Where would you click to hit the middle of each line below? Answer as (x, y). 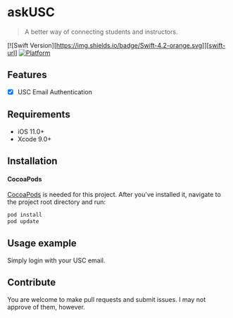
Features (27, 75)
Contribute (32, 282)
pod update (23, 222)
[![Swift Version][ (32, 45)
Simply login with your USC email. (56, 260)
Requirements (39, 114)
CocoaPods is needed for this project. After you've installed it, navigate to (114, 195)
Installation (32, 161)
